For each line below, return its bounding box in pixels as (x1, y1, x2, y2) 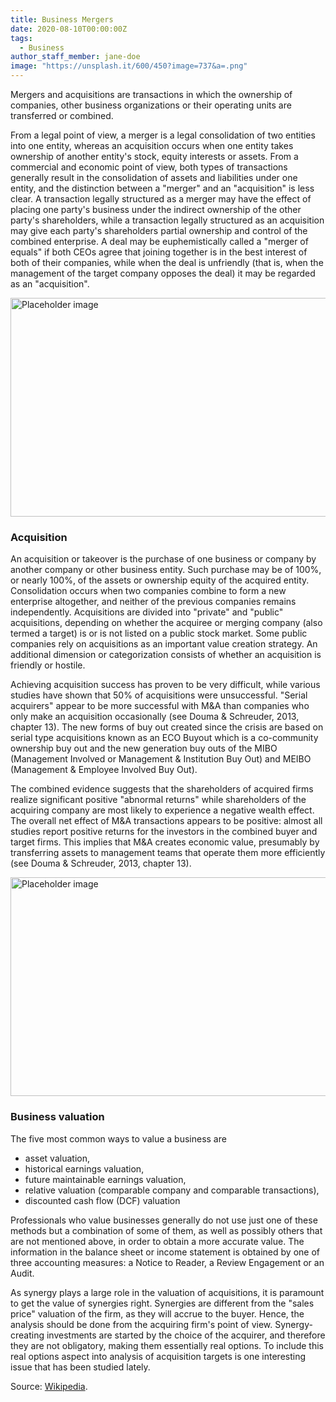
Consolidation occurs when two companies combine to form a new (10, 585, 287, 597)
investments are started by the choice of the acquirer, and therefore (46, 1329, 326, 1341)
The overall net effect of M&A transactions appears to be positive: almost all (10, 815, 323, 827)
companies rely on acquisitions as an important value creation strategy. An (10, 638, 318, 650)
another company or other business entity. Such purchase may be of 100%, (10, 564, 322, 576)
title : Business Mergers (10, 14, 114, 25)
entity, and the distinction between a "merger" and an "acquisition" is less (10, 182, 315, 194)
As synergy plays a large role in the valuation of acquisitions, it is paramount (10, 1286, 325, 1298)
